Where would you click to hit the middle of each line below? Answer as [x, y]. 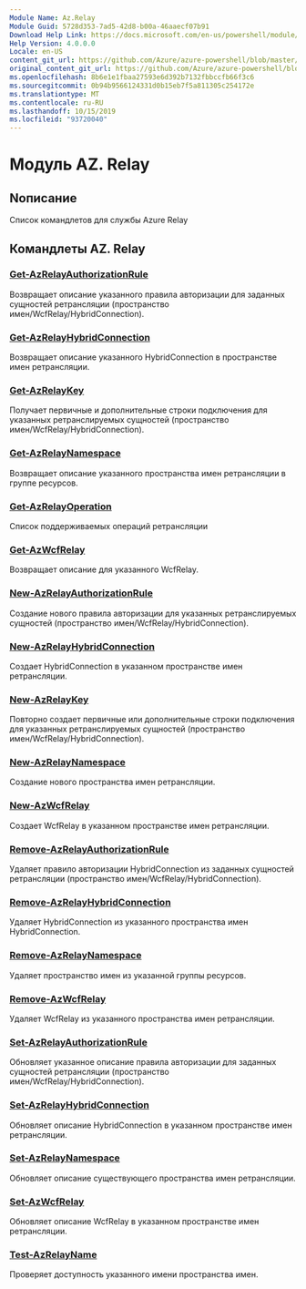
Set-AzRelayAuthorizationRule [78, 1042]
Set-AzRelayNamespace [65, 1158]
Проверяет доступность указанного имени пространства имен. [134, 1274]
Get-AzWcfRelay [47, 549]
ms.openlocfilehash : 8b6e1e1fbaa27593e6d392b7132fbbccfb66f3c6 [132, 77]
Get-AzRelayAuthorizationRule [79, 274]
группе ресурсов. [44, 483]
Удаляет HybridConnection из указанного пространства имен [129, 922]
